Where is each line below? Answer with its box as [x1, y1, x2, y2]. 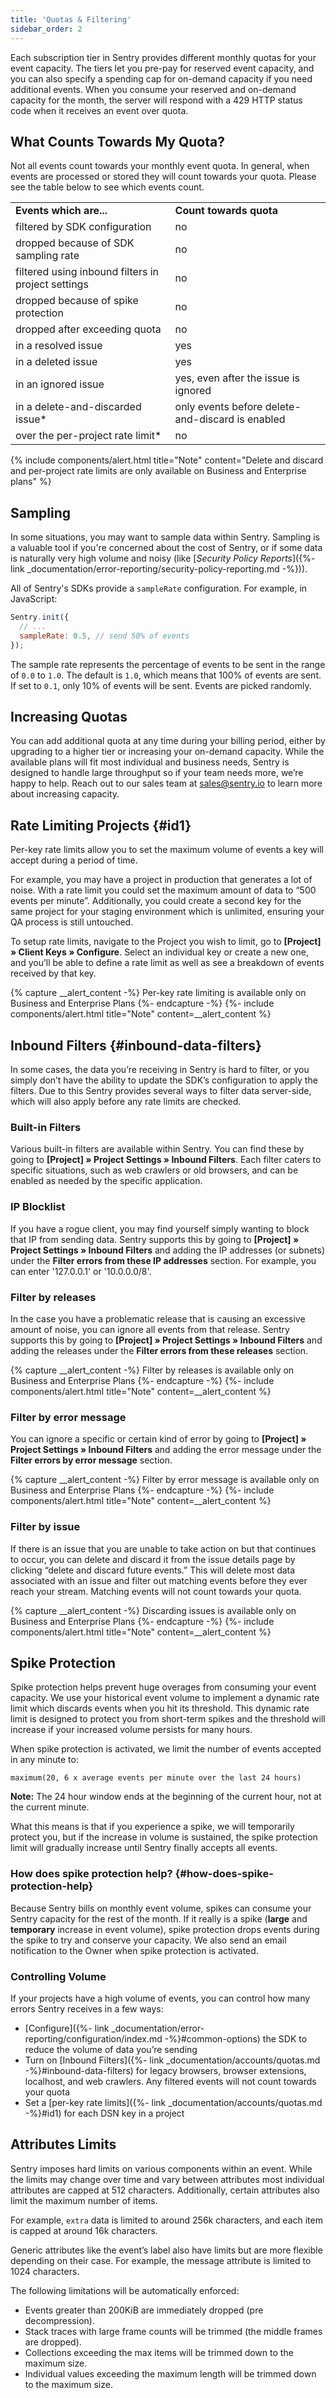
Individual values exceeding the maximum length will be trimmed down [24, 2367, 317, 2380]
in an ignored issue [15, 377, 105, 391]
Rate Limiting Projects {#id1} [10, 817, 192, 834]
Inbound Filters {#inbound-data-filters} [10, 1037, 262, 1054]
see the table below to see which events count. [10, 181, 205, 193]
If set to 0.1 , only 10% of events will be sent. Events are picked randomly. [10, 679, 312, 691]
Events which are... [15, 204, 108, 218]
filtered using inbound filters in [15, 265, 159, 279]
